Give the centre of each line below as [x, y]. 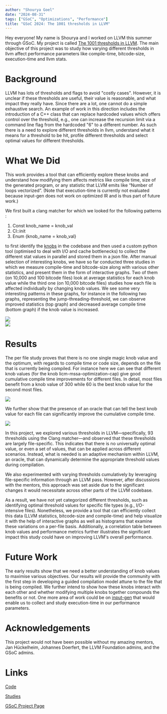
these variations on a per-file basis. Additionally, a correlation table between [83, 527]
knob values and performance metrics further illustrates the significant [78, 532]
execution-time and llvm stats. [36, 59]
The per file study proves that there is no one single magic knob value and [82, 358]
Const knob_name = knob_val [43, 226]
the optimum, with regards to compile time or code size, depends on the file [83, 363]
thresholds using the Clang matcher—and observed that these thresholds [81, 438]
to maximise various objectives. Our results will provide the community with [83, 576]
